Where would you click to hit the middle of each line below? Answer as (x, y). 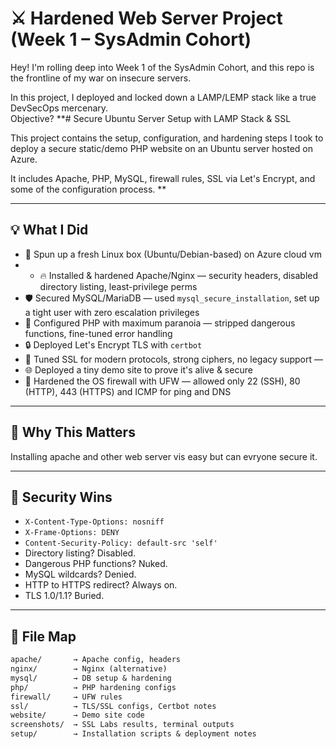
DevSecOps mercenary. (59, 108)
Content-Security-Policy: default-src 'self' (121, 543)
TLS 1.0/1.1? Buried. (64, 596)
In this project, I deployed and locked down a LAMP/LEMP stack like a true (163, 97)
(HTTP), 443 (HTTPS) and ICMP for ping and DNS (128, 391)
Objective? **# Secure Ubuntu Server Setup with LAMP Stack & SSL (151, 118)
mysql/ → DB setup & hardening (91, 678)
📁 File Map (43, 636)
